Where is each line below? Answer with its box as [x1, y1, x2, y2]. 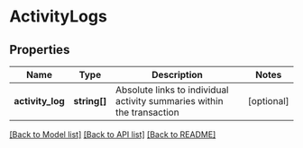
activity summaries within [115, 95, 224, 107]
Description [151, 69, 203, 81]
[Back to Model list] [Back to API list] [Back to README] [9, 129, 216, 140]
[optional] [247, 95, 289, 107]
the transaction [115, 106, 179, 118]
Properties [9, 42, 70, 57]
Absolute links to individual [115, 83, 229, 96]
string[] [73, 95, 107, 107]
